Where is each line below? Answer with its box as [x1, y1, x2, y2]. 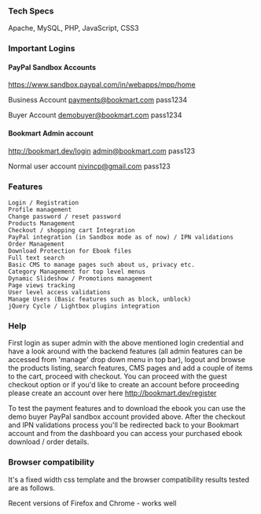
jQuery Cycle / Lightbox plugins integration [8, 301, 160, 310]
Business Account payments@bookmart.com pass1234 [8, 95, 187, 105]
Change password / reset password [8, 213, 122, 220]
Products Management [8, 219, 76, 227]
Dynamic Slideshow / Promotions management [8, 274, 153, 283]
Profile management [8, 205, 72, 213]
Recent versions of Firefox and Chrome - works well [8, 498, 177, 508]
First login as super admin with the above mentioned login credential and [8, 338, 244, 348]
